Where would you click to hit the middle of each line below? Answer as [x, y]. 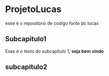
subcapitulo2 [26, 67]
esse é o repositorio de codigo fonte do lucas [52, 23]
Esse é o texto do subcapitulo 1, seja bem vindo [54, 51]
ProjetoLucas [33, 9]
